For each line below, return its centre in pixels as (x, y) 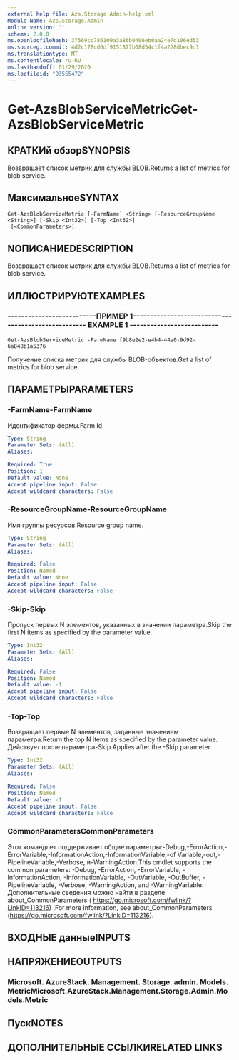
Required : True (30, 465)
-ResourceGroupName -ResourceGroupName (87, 509)
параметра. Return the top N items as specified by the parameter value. (113, 739)
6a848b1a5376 (27, 346)
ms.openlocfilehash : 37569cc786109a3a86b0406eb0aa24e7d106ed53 (103, 41)
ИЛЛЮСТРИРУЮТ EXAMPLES (76, 296)
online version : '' (36, 27)
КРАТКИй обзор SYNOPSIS (69, 151)
